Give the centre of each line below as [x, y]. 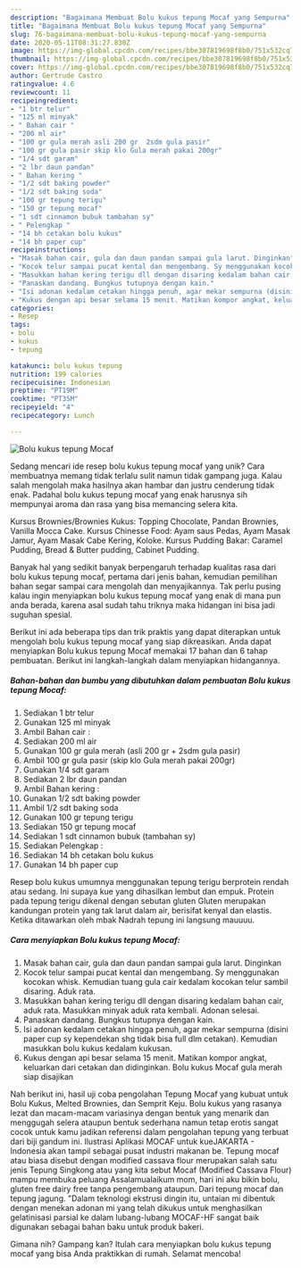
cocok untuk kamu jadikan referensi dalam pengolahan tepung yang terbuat [150, 1131]
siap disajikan [48, 1076]
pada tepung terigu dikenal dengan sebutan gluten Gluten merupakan [138, 901]
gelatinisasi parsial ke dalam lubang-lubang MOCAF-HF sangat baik [135, 1217]
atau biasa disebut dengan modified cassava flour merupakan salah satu [144, 1160]
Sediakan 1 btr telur [59, 713]
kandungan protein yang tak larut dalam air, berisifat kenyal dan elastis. [141, 910]
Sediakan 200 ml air [60, 741]
